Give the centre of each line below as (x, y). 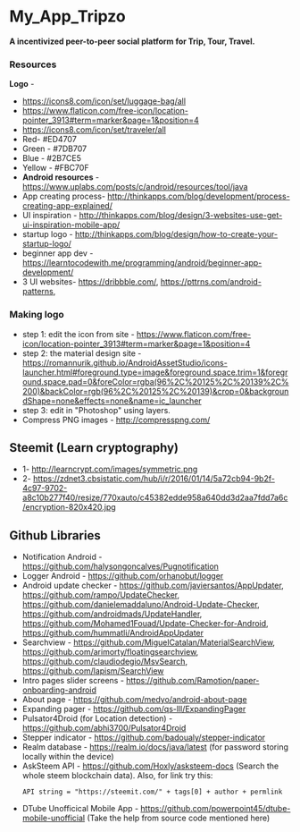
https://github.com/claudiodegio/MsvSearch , (105, 662)
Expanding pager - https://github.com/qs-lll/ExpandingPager (134, 709)
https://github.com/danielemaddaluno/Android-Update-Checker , (141, 605)
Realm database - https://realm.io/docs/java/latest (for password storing (155, 747)
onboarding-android (59, 690)
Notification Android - (62, 557)
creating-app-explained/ (67, 206)
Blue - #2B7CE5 (52, 158)
